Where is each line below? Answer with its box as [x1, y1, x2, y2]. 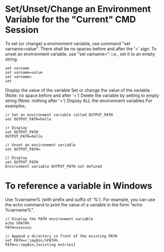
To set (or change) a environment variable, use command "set [5, 40, 131, 46]
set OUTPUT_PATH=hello [5, 116, 52, 121]
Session [5, 25, 39, 35]
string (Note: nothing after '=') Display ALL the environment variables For [5, 97, 153, 104]
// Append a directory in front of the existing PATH [5, 233, 118, 239]
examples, [5, 103, 26, 109]
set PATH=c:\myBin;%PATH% [5, 238, 58, 243]
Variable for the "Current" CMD [5, 14, 136, 25]
